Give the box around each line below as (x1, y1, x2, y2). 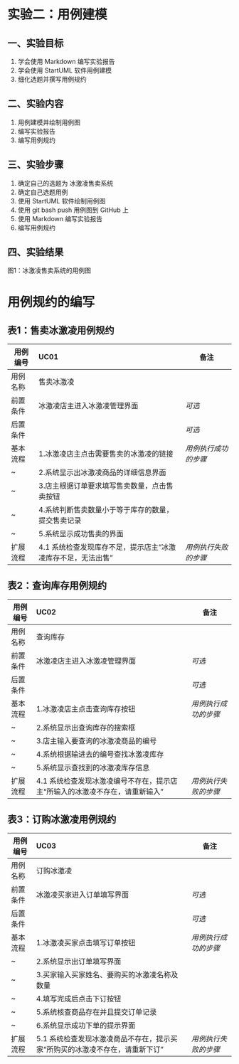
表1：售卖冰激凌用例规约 (7, 324, 115, 336)
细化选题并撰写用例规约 (17, 75, 87, 83)
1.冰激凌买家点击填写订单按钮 (36, 938, 136, 948)
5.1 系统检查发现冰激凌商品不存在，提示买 (36, 1034, 178, 1044)
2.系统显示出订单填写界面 (36, 957, 122, 967)
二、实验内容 (7, 97, 64, 110)
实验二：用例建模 (7, 6, 108, 23)
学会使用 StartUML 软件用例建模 (17, 66, 112, 75)
